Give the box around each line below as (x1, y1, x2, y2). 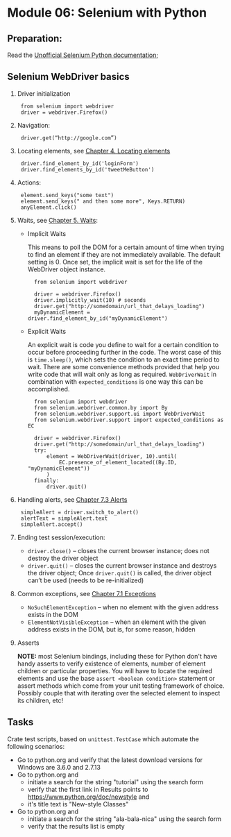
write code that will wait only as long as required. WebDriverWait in (27, 370, 217, 378)
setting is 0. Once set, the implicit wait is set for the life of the (27, 257, 203, 266)
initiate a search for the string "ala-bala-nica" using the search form (27, 814, 222, 823)
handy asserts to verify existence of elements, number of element (17, 659, 206, 668)
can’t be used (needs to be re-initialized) (27, 576, 144, 584)
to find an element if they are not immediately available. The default (27, 250, 221, 258)
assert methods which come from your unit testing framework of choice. (17, 682, 225, 690)
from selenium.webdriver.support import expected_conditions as (33, 416, 224, 423)
